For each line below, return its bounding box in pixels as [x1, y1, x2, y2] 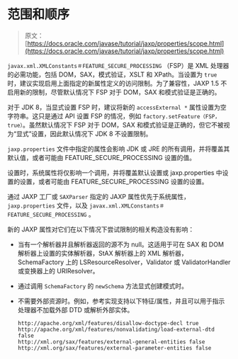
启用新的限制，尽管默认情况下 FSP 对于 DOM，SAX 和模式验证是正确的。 [7, 88, 221, 96]
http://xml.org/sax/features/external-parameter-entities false [17, 344, 212, 351]
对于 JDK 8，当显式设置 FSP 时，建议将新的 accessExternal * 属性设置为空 [7, 103, 227, 111]
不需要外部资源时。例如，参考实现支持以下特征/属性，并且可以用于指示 [17, 297, 225, 305]
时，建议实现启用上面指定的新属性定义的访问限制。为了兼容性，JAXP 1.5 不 [7, 79, 227, 87]
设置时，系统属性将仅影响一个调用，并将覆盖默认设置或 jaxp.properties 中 [7, 168, 223, 177]
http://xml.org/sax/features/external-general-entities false [17, 338, 205, 346]
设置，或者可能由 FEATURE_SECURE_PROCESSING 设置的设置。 [19, 177, 208, 186]
